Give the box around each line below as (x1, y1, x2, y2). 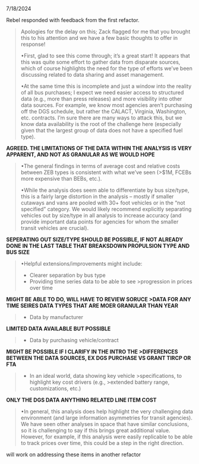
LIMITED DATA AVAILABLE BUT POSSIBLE (6, 325, 111, 332)
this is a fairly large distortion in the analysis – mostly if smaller (20, 193, 174, 200)
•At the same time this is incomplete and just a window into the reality (20, 83, 192, 90)
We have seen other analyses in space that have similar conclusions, (20, 421, 189, 427)
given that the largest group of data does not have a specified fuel (20, 127, 183, 134)
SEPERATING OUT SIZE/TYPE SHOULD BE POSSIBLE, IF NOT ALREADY (6, 236, 183, 243)
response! (20, 41, 46, 48)
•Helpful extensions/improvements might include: (20, 260, 143, 267)
